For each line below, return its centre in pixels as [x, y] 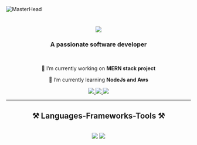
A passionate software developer [98, 44]
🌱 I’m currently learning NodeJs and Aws [98, 80]
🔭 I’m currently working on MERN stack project [98, 68]
